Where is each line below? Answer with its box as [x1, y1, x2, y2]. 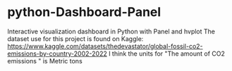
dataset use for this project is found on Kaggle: [7, 34, 144, 42]
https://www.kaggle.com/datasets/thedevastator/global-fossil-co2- [7, 42, 203, 50]
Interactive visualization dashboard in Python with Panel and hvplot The [7, 27, 216, 35]
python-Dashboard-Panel [7, 4, 161, 20]
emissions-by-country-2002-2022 [7, 49, 107, 58]
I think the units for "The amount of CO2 [108, 49, 226, 58]
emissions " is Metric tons [7, 56, 83, 65]
